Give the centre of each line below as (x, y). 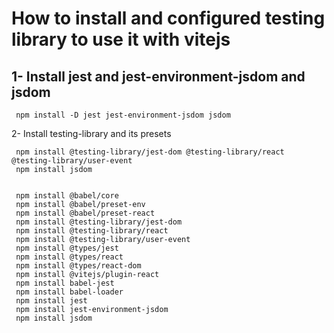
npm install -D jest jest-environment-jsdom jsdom (123, 115)
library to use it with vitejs (121, 39)
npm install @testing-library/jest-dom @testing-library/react (150, 152)
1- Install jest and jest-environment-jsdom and (158, 76)
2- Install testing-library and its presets (91, 133)
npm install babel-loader (69, 292)
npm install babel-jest (65, 283)
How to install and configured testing (168, 18)
